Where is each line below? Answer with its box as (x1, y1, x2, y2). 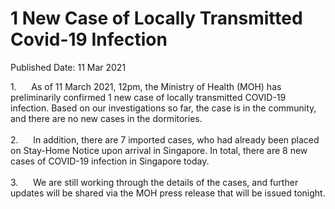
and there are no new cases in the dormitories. (10, 112, 203, 124)
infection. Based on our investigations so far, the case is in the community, (10, 102, 317, 114)
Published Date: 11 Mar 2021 (10, 61, 127, 73)
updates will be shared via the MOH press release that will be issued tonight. (10, 187, 326, 199)
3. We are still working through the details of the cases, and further (10, 176, 299, 188)
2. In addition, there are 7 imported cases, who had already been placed (10, 133, 320, 146)
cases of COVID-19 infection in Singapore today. (10, 155, 210, 167)
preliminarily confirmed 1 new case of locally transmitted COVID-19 (10, 91, 287, 103)
